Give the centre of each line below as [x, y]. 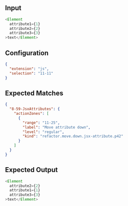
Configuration [27, 53]
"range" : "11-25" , [41, 123]
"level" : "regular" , [43, 132]
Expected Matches [34, 93]
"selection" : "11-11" [32, 73]
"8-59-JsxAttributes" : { [35, 109]
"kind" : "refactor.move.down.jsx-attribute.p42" [73, 136]
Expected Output [32, 170]
